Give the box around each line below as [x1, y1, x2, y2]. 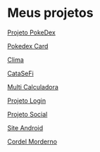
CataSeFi [7, 69, 34, 77]
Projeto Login [7, 96, 46, 105]
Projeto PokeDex [7, 28, 56, 37]
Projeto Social [7, 110, 48, 118]
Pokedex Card [7, 42, 49, 50]
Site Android [7, 123, 44, 132]
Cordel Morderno [7, 137, 58, 146]
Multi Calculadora [7, 82, 58, 91]
